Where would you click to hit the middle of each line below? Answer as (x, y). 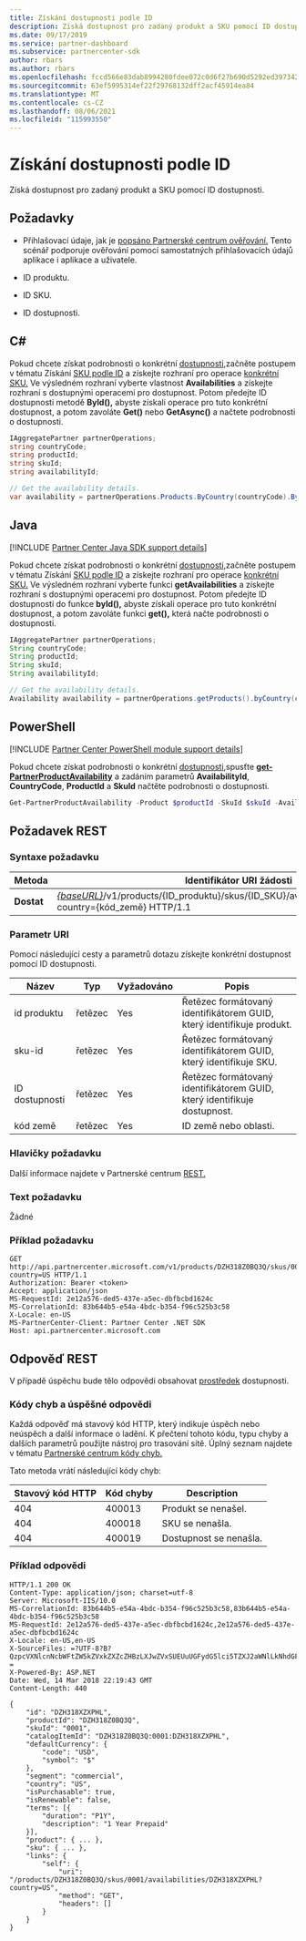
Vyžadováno (145, 987)
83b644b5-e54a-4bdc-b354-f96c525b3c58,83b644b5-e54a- (187, 1608)
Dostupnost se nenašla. (212, 1538)
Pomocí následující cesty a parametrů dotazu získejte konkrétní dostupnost (150, 954)
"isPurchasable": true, (71, 1792)
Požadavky (42, 218)
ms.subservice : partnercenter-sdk (75, 52)
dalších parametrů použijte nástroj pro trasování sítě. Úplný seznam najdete (151, 1443)
